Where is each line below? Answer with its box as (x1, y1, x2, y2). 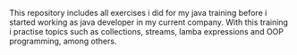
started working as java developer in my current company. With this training (9, 17, 289, 27)
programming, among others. (9, 35, 117, 46)
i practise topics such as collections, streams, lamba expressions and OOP (9, 27, 284, 36)
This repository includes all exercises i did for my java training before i (9, 8, 267, 18)
